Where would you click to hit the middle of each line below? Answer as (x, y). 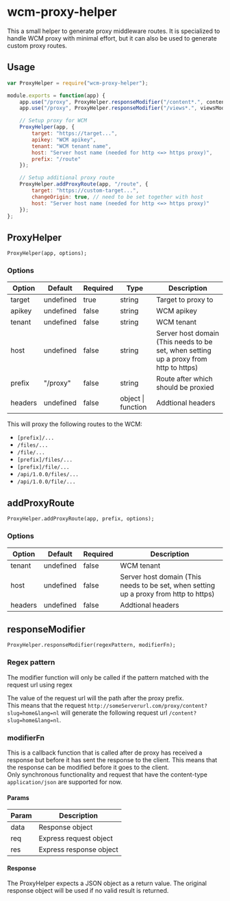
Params (18, 797)
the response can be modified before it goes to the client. (88, 767)
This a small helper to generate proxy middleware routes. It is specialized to (114, 31)
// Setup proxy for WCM (53, 121)
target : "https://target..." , (75, 133)
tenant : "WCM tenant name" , (72, 146)
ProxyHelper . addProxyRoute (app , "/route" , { (84, 184)
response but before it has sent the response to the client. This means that (112, 760)
